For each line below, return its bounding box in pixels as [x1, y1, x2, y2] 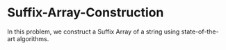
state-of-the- [181, 27, 219, 36]
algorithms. [16, 34, 49, 42]
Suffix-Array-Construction [7, 5, 164, 21]
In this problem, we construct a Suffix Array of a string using [7, 27, 180, 36]
